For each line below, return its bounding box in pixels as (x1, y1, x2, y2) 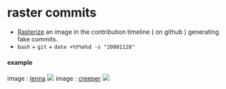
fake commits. (17, 34, 58, 43)
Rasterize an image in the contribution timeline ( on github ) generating (17, 28, 220, 36)
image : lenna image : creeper (7, 75, 101, 83)
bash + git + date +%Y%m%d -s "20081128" (17, 42, 135, 50)
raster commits (7, 5, 97, 21)
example (7, 58, 33, 66)
